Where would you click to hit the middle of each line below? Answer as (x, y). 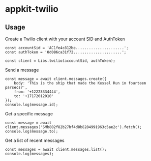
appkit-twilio (32, 9)
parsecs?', (16, 87)
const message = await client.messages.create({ (56, 79)
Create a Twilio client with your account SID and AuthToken (65, 39)
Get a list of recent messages (35, 140)
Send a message (22, 70)
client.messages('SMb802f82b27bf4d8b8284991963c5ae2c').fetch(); (73, 127)
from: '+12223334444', (37, 92)
